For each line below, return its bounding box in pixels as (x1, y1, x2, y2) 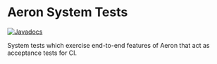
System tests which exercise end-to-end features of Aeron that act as (7, 41, 210, 49)
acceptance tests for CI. (7, 49, 77, 57)
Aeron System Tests (7, 4, 128, 20)
